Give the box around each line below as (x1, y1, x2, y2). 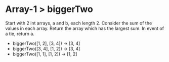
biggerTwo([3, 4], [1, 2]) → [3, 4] (12, 45, 80, 51)
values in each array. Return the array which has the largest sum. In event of (5, 25, 164, 31)
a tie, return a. (5, 30, 34, 36)
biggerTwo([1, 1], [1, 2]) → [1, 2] (12, 51, 77, 57)
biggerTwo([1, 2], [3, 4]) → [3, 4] (12, 40, 80, 46)
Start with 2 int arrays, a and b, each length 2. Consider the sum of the (5, 20, 152, 26)
